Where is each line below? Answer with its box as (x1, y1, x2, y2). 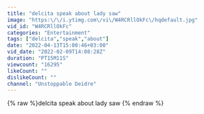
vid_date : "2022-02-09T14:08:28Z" (7, 49, 106, 56)
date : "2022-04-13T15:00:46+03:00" (7, 42, 109, 49)
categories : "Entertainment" (7, 29, 91, 36)
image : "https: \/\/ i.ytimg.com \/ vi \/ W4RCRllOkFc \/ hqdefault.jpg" (7, 16, 198, 23)
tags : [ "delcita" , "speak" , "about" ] (7, 36, 109, 43)
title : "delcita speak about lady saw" (7, 10, 122, 17)
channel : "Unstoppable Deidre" (7, 80, 97, 87)
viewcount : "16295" (7, 61, 63, 68)
